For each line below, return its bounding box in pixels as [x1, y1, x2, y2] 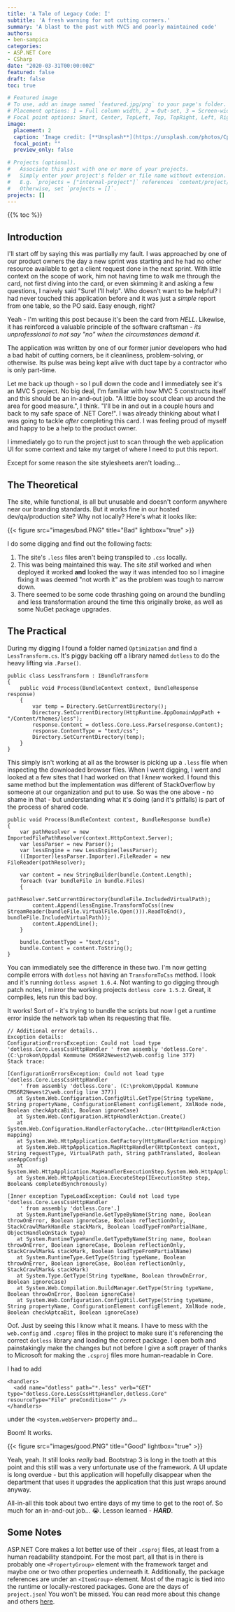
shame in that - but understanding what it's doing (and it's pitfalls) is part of [7, 795, 225, 803]
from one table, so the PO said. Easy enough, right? [7, 302, 156, 310]
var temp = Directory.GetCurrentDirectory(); [32, 702, 168, 710]
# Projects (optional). [7, 159, 77, 167]
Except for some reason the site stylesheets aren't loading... [7, 459, 180, 467]
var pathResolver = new [20, 828, 90, 835]
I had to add [7, 1364, 42, 1373]
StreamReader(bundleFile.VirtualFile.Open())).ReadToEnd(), [7, 907, 187, 915]
